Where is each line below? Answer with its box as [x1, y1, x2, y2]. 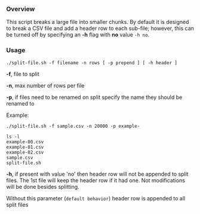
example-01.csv [6, 144, 44, 150]
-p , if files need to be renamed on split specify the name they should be [6, 94, 183, 101]
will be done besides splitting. [6, 183, 79, 190]
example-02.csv [6, 149, 44, 155]
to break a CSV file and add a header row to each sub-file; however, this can [6, 25, 194, 32]
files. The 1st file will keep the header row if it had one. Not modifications [6, 176, 185, 184]
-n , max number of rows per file [6, 82, 85, 89]
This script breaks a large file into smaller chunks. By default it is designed [6, 19, 189, 26]
